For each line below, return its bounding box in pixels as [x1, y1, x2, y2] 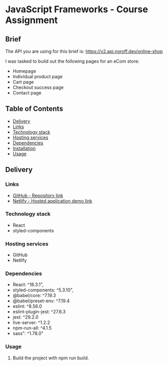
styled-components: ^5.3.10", [12, 287, 74, 293]
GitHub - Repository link [12, 192, 64, 199]
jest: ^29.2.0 [12, 314, 39, 320]
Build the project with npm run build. [12, 355, 89, 361]
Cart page [12, 79, 34, 85]
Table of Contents [5, 105, 64, 113]
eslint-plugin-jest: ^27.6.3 [12, 309, 66, 315]
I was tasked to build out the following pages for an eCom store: [5, 58, 139, 64]
